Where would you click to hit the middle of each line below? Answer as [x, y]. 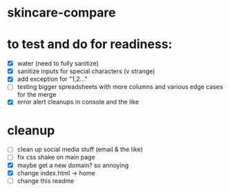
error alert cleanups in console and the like [78, 102]
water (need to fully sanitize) [58, 64]
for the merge [37, 95]
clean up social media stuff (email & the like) [80, 149]
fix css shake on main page [56, 157]
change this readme [46, 180]
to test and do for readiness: [90, 45]
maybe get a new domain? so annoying [73, 165]
